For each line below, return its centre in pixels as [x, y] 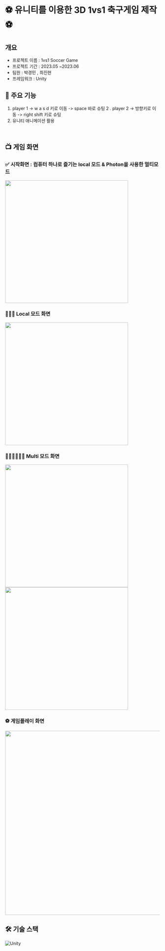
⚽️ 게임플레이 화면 [25, 721]
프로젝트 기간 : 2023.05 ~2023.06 [46, 66]
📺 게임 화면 [22, 147]
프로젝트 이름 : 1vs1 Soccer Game [45, 60]
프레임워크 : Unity [29, 79]
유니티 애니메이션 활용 [33, 120]
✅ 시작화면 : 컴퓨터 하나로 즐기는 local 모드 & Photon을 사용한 [74, 164]
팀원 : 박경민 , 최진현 [32, 72]
